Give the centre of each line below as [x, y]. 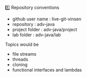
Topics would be [22, 44]
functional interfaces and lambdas [47, 70]
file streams [24, 54]
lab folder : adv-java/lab [36, 35]
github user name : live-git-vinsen [47, 19]
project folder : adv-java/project [45, 30]
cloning [20, 65]
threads [20, 59]
